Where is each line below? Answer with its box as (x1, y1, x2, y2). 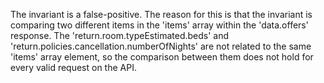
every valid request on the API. (10, 62, 137, 73)
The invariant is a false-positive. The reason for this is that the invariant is (10, 9, 313, 20)
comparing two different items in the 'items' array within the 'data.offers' (10, 19, 309, 31)
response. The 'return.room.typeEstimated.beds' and (10, 30, 230, 41)
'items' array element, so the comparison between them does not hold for (10, 51, 314, 63)
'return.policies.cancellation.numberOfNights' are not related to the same (10, 40, 312, 52)
